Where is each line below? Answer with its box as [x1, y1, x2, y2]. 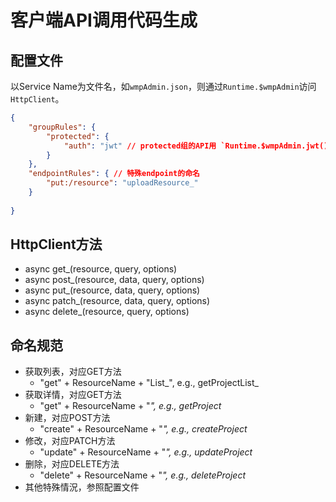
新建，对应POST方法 [24, 412, 111, 424]
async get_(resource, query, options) [24, 263, 178, 275]
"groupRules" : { [28, 122, 97, 132]
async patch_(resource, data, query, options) [24, 295, 211, 307]
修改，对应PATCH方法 [24, 435, 116, 447]
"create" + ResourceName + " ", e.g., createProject [39, 423, 248, 435]
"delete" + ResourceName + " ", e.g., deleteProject [39, 469, 247, 481]
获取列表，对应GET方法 [24, 366, 122, 378]
